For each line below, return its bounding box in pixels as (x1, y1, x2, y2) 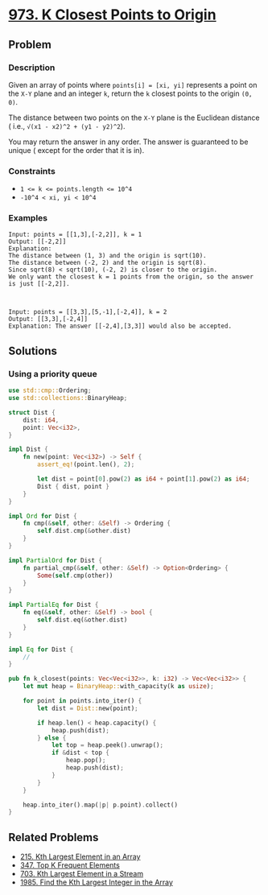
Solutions (8, 344, 58, 357)
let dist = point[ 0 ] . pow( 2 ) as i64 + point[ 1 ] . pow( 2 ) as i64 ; (37, 475, 250, 484)
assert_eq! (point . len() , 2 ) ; (37, 460, 135, 468)
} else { (37, 734, 67, 742)
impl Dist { (8, 445, 48, 454)
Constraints (8, 165, 56, 176)
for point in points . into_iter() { (23, 697, 142, 705)
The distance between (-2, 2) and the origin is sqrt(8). (8, 259, 207, 267)
